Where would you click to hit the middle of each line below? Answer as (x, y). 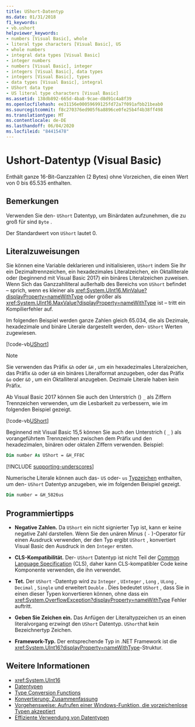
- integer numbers (28, 60)
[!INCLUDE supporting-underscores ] (50, 467)
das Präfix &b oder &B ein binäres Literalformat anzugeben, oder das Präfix (95, 373)
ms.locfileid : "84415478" (37, 132)
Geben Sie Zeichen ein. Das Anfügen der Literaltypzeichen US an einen (100, 617)
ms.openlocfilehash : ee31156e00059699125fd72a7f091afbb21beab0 (85, 104)
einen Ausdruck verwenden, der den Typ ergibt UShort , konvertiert (95, 540)
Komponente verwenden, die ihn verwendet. (68, 570)
